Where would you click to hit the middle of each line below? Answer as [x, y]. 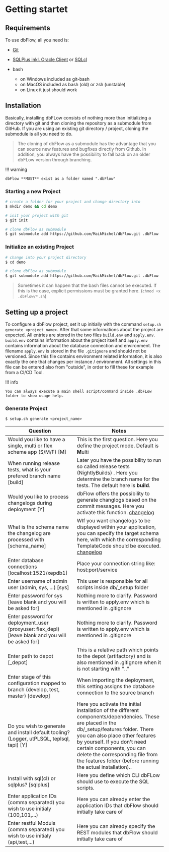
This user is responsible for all [112, 581]
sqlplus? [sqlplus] [29, 785]
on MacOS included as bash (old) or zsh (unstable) [73, 84]
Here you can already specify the [116, 826]
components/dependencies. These [118, 717]
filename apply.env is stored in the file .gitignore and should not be [76, 351]
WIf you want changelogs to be [114, 521]
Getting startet [36, 9]
